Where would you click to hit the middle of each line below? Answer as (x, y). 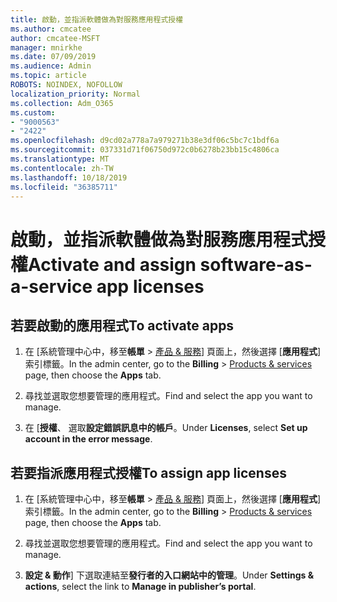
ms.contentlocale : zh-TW (62, 168)
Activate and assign (112, 264)
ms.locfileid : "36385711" (64, 187)
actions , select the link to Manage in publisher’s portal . (140, 587)
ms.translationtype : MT (60, 159)
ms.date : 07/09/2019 (53, 57)
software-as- (256, 264)
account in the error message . (88, 439)
